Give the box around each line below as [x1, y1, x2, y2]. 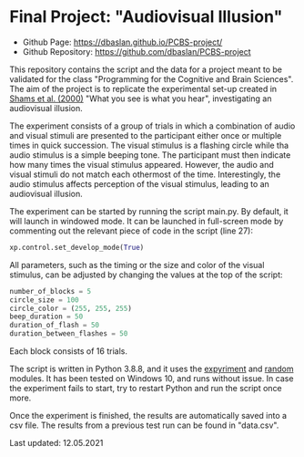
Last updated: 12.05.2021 [9, 438, 104, 449]
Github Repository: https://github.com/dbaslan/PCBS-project [22, 46, 252, 57]
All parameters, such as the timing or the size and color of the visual [9, 259, 265, 270]
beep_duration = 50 [9, 312, 84, 321]
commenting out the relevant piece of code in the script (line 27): [9, 225, 253, 236]
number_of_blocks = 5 [9, 286, 92, 296]
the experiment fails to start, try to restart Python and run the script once [9, 383, 282, 394]
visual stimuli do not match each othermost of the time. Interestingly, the [9, 169, 281, 180]
